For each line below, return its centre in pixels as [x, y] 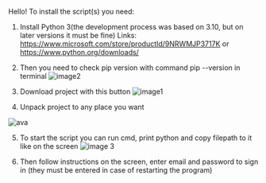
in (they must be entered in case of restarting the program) [116, 170]
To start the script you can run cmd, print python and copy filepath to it [136, 138]
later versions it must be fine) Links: [78, 35]
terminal [33, 76]
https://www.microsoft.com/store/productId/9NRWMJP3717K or [124, 44]
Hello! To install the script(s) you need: [71, 12]
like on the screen [49, 146]
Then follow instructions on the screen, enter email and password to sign [139, 162]
